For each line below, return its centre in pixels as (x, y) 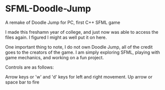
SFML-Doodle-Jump (48, 9)
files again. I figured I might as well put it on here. (56, 37)
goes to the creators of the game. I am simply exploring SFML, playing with (83, 52)
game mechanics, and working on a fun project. (55, 57)
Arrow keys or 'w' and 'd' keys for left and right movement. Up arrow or (79, 77)
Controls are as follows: (30, 67)
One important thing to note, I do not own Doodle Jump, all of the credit (79, 47)
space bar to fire (22, 82)
